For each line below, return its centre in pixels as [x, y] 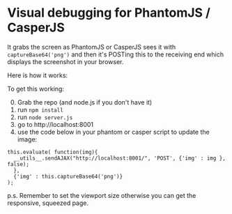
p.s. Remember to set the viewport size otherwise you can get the [102, 195]
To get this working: [36, 89]
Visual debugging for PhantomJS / [109, 13]
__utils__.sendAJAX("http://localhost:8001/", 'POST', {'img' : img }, [120, 158]
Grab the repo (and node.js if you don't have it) [85, 102]
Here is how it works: [38, 75]
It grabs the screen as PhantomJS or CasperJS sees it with [92, 47]
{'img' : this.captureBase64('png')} [68, 176]
